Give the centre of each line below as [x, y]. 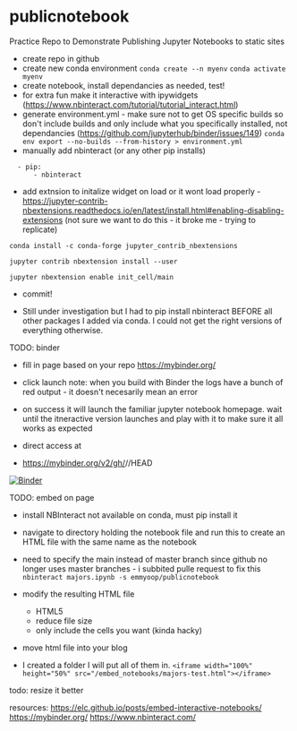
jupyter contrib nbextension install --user [93, 262]
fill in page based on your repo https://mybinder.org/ [119, 365]
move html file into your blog [75, 648]
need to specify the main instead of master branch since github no [145, 559]
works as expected [57, 428]
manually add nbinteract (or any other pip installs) [114, 150]
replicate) [40, 229]
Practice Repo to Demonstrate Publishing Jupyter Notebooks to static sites [147, 41]
